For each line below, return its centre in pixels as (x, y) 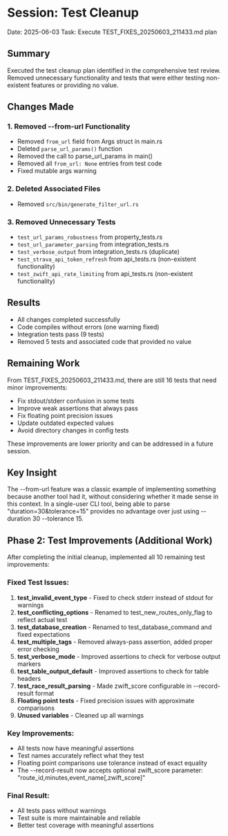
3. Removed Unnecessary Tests (61, 221)
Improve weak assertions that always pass (77, 408)
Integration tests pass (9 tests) (61, 334)
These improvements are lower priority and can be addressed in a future (110, 444)
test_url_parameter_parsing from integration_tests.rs (93, 244)
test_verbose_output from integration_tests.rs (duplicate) (98, 252)
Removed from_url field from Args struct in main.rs (89, 142)
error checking (38, 649)
